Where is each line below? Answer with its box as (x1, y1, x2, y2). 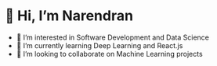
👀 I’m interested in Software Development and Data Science (16, 33, 210, 42)
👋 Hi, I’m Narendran (5, 7, 134, 25)
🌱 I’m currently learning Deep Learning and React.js (16, 40, 183, 50)
